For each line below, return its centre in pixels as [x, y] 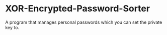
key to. [12, 27]
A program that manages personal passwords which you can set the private [84, 22]
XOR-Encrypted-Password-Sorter [77, 9]
